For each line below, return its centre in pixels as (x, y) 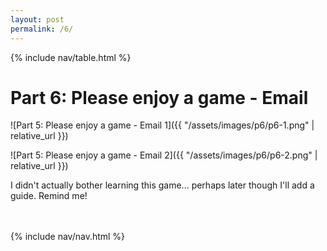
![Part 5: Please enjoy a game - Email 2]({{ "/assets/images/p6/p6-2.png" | (164, 155)
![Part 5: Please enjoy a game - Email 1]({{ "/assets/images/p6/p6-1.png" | (162, 125)
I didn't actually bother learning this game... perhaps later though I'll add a (162, 185)
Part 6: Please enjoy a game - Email (159, 97)
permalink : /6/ (42, 29)
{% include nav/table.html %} (71, 57)
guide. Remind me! (49, 196)
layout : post (37, 19)
